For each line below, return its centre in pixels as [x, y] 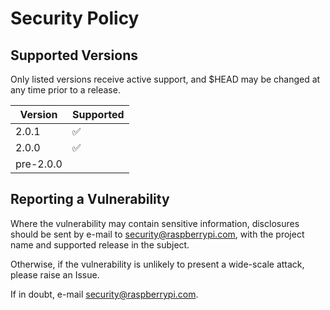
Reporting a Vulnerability [90, 199]
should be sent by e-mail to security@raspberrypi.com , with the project [157, 234]
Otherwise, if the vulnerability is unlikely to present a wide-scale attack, [157, 264]
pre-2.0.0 [39, 164]
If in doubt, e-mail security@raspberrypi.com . [104, 294]
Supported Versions [74, 55]
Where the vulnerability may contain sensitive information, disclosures [155, 223]
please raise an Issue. [55, 274]
